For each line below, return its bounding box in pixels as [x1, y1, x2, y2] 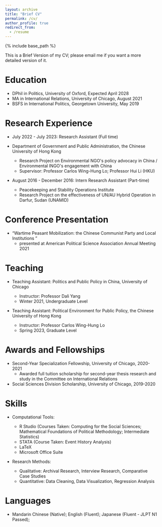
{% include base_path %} [5, 43, 56, 48]
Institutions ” [12, 235, 38, 241]
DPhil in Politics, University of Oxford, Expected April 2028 [12, 90, 129, 96]
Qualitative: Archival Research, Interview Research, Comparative [19, 468, 148, 474]
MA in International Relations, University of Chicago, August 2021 [12, 96, 143, 101]
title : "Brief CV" [5, 12, 42, 16]
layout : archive [5, 7, 38, 12]
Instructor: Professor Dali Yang [19, 293, 81, 299]
